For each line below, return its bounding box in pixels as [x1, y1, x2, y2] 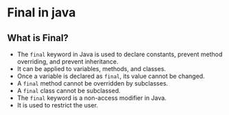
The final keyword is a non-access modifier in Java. [16, 94, 167, 102]
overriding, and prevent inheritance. [16, 57, 119, 66]
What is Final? [7, 32, 69, 44]
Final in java [7, 5, 76, 21]
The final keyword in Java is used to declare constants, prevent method [16, 50, 223, 58]
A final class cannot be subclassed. [16, 87, 121, 94]
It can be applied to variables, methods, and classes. [16, 65, 167, 73]
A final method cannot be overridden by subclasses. [16, 79, 169, 87]
